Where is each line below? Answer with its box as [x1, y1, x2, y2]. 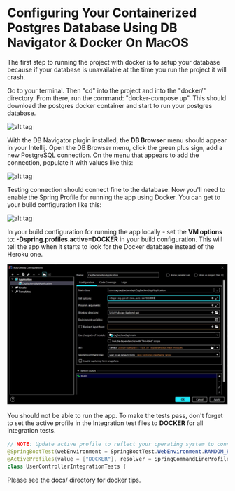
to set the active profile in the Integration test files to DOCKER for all [7, 419, 204, 427]
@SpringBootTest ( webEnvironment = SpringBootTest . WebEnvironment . [7, 448, 205, 455]
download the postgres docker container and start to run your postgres [7, 101, 213, 109]
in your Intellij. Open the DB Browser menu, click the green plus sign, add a [7, 143, 223, 152]
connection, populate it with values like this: [7, 158, 134, 166]
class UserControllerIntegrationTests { [7, 463, 127, 470]
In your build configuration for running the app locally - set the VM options [7, 227, 223, 236]
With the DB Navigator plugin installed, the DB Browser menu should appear [7, 135, 227, 144]
